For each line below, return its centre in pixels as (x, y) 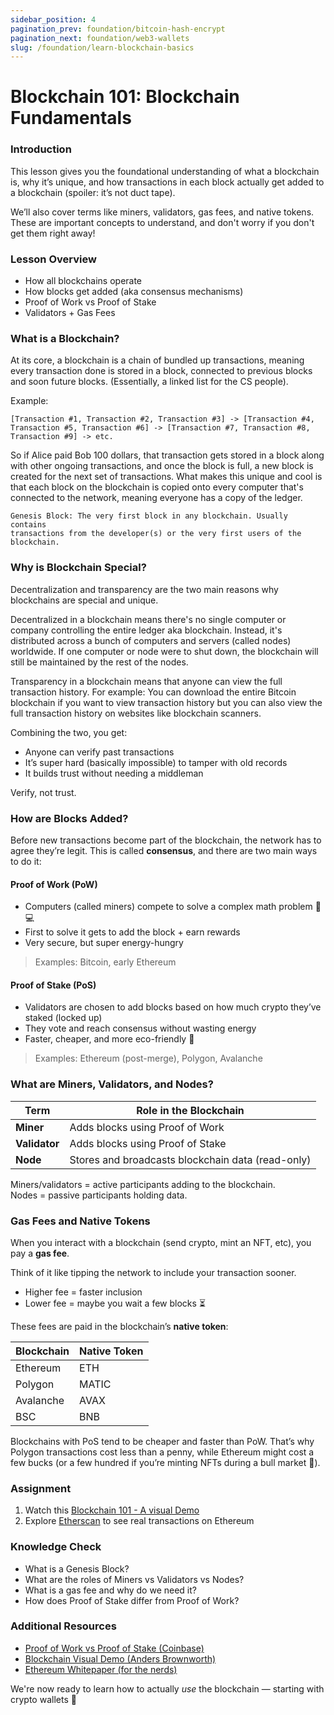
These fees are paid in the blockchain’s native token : (119, 1326)
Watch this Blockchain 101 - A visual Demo (112, 1510)
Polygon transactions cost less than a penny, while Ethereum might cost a (162, 1452)
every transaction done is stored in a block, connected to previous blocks (161, 371)
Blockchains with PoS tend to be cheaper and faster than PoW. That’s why (162, 1441)
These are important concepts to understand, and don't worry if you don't (162, 222)
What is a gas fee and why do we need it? (110, 1590)
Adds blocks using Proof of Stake (148, 1143)
